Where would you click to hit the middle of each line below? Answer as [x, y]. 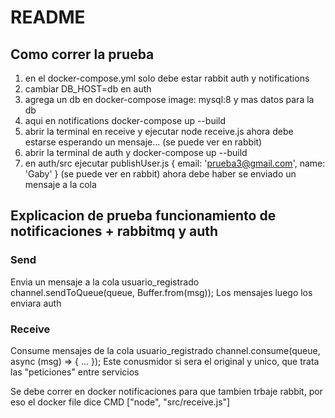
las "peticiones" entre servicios [75, 372]
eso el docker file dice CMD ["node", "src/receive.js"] [120, 402]
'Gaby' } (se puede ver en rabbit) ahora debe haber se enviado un [160, 174]
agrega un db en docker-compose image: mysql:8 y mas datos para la [169, 99]
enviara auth [36, 303]
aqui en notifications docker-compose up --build [125, 120]
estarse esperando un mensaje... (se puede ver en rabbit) [143, 142]
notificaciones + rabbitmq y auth [114, 231]
